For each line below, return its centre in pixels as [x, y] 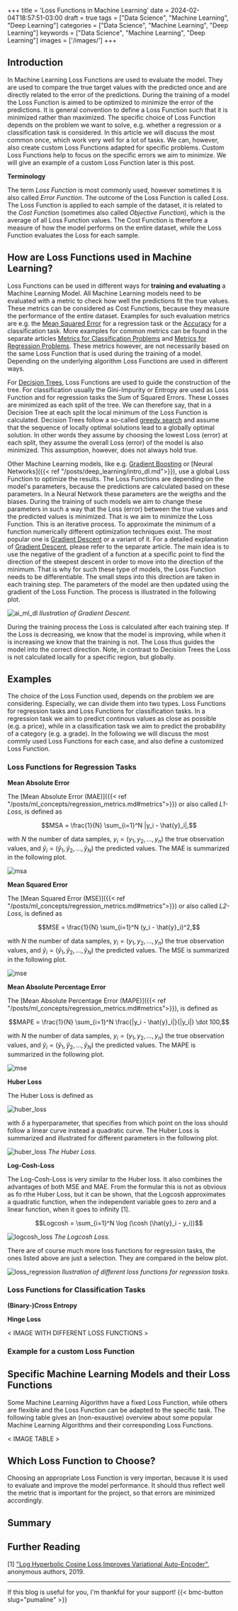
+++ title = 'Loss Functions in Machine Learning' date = [89, 10]
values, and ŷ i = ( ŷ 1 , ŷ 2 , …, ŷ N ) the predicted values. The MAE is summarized [119, 849]
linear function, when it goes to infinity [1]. [69, 1209]
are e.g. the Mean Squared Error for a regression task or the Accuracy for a [117, 323]
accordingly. [25, 1500]
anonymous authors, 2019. [46, 1571]
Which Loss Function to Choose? [81, 1460]
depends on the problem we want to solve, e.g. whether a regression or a [114, 125]
